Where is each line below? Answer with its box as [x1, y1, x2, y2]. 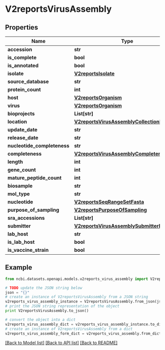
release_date [7, 134, 38, 141]
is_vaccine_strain [7, 247, 49, 253]
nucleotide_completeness [7, 142, 70, 149]
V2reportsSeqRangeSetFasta [74, 198, 144, 205]
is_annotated [7, 62, 39, 69]
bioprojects [7, 110, 35, 117]
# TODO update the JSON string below [5, 285, 82, 290]
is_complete [7, 54, 37, 61]
